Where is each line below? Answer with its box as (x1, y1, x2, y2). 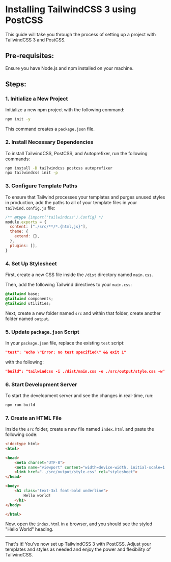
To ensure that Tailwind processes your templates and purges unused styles (5, 194, 165, 200)
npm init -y (5, 116, 31, 122)
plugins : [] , (10, 243, 38, 248)
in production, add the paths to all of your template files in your (5, 199, 137, 205)
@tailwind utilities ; (5, 301, 51, 306)
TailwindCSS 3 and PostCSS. (5, 37, 66, 43)
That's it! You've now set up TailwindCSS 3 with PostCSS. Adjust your (5, 541, 152, 547)
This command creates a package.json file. (5, 126, 95, 132)
